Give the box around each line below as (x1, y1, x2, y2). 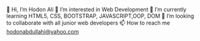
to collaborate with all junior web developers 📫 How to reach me (6, 19, 171, 26)
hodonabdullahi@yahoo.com (6, 28, 79, 35)
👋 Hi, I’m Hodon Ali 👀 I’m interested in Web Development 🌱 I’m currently (6, 6, 187, 13)
